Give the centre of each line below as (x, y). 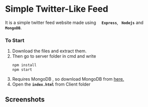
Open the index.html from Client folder (51, 84)
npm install (24, 65)
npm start (22, 70)
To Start (15, 40)
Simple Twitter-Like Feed (57, 9)
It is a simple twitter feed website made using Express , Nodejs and (74, 22)
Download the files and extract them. (49, 51)
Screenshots (25, 99)
